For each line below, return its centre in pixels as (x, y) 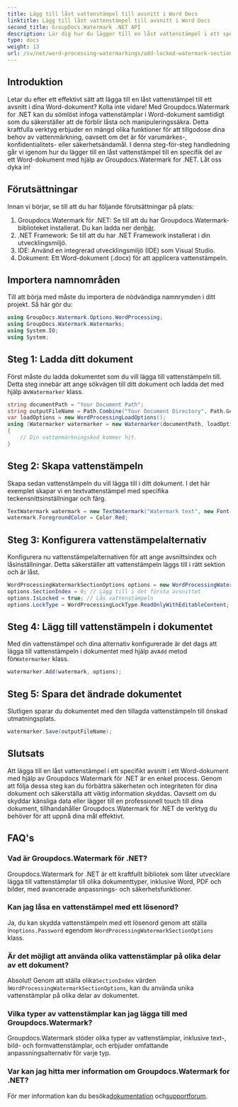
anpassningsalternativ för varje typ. (59, 1053)
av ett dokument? (38, 965)
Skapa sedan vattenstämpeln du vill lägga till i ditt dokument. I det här (109, 483)
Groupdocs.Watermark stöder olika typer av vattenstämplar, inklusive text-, (117, 1038)
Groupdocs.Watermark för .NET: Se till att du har (88, 220)
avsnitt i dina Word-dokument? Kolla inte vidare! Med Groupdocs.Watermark (119, 106)
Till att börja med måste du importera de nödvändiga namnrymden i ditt (112, 297)
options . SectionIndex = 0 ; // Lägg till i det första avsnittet (104, 592)
